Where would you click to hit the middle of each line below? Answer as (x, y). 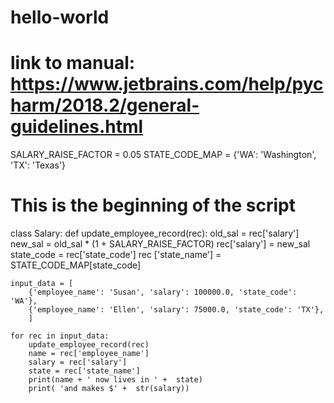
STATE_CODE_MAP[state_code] (76, 265)
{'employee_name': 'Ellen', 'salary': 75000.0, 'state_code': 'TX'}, (176, 310)
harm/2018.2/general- (105, 105)
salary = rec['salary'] (78, 362)
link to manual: (73, 63)
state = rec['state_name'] (84, 371)
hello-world (60, 17)
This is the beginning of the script (153, 205)
